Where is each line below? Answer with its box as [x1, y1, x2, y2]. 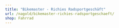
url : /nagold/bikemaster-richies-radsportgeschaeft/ [5, 11, 115, 16]
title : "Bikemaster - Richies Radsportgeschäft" [5, 7, 106, 12]
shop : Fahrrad [5, 16, 34, 20]
